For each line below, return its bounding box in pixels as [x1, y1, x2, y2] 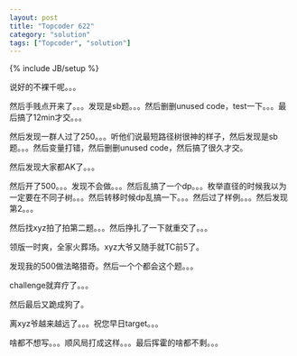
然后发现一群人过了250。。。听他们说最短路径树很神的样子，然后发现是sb [9, 132, 278, 142]
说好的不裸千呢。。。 [9, 82, 81, 93]
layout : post [9, 13, 59, 23]
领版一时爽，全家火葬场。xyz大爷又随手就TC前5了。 [9, 242, 205, 252]
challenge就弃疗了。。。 [9, 280, 94, 291]
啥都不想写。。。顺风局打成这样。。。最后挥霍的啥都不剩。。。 [9, 337, 223, 348]
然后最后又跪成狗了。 [9, 299, 88, 310]
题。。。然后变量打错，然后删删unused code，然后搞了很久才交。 [9, 142, 248, 153]
